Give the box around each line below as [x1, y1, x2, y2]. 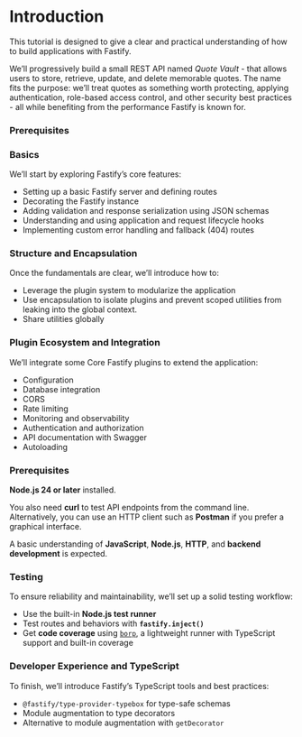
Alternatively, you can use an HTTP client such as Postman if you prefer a [9, 511, 284, 522]
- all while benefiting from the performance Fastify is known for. [9, 101, 246, 112]
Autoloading [22, 441, 69, 452]
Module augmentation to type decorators [22, 707, 176, 718]
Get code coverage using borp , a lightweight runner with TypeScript [22, 628, 276, 639]
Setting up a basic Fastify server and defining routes [22, 187, 218, 198]
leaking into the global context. [22, 304, 138, 315]
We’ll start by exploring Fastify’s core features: [9, 169, 182, 180]
